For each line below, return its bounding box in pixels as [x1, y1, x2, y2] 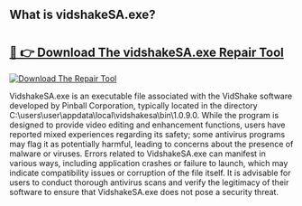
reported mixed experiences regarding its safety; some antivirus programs [9, 129, 286, 139]
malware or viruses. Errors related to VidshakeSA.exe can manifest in [9, 148, 266, 159]
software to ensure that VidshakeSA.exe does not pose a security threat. [9, 187, 279, 197]
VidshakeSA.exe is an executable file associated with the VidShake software [9, 90, 293, 101]
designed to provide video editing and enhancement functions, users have [9, 119, 286, 130]
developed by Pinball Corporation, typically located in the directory [9, 100, 259, 111]
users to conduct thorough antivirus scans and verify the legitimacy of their [9, 177, 289, 188]
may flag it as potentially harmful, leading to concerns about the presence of [9, 139, 294, 149]
